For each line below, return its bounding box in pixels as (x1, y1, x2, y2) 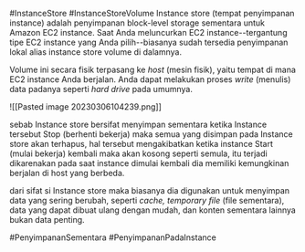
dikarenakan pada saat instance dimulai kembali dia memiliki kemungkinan (9, 158, 289, 168)
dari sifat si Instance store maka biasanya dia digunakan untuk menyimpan (9, 185, 290, 195)
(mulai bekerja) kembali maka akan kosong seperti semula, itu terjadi (9, 148, 268, 159)
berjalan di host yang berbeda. (9, 168, 125, 178)
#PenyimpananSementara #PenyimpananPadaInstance (9, 232, 216, 243)
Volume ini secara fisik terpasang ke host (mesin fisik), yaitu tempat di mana (9, 64, 297, 75)
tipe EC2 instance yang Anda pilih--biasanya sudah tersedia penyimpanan (9, 37, 289, 47)
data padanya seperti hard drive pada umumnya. (9, 84, 194, 94)
